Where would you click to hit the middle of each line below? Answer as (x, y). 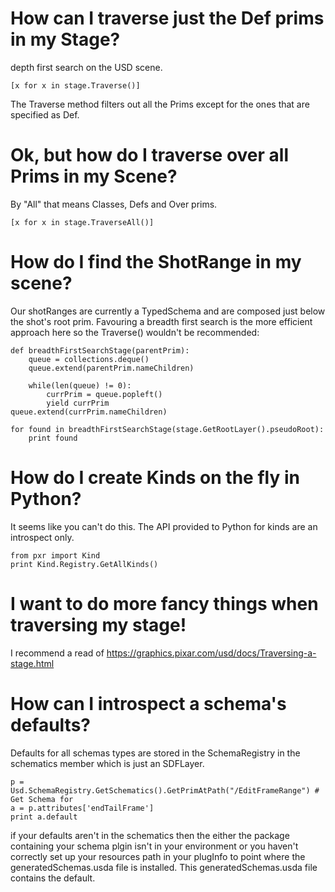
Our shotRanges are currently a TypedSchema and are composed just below (168, 311)
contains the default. (53, 878)
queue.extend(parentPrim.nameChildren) (111, 368)
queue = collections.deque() (89, 359)
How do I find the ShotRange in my (156, 262)
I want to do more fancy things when (164, 603)
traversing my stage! (98, 624)
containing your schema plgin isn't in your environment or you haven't (154, 846)
